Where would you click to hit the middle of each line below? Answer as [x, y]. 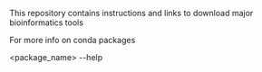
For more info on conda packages [73, 40]
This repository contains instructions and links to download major [131, 13]
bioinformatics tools [47, 22]
